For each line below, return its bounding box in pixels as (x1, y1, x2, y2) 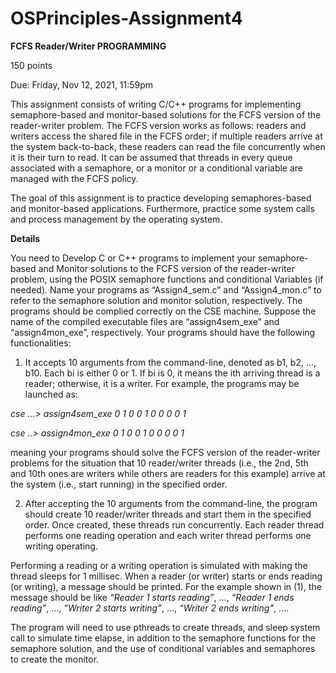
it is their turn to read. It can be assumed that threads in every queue (10, 151, 293, 163)
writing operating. (24, 540, 98, 552)
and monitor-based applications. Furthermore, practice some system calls (10, 202, 315, 214)
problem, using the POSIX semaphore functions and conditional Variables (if (10, 273, 324, 285)
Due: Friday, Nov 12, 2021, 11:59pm (10, 78, 154, 91)
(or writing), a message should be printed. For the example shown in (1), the (10, 580, 322, 592)
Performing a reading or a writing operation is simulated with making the (10, 559, 308, 571)
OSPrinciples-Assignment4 (10, 7, 243, 30)
